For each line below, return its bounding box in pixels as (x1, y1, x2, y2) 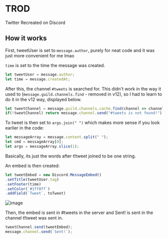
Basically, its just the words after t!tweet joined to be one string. (5, 153, 136, 159)
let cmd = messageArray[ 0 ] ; (5, 139, 64, 144)
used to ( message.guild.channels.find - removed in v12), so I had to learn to (5, 91, 162, 97)
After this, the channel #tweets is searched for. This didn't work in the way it (5, 85, 161, 91)
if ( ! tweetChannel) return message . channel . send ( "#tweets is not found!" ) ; (5, 110, 164, 115)
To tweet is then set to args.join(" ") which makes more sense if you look (5, 119, 160, 125)
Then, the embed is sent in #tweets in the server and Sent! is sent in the (5, 209, 153, 215)
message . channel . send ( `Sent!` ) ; (5, 229, 72, 234)
